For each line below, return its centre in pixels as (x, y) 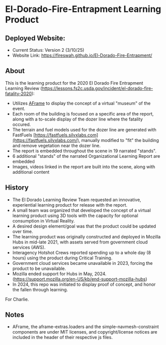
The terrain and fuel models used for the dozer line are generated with (84, 129)
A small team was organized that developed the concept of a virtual (82, 210)
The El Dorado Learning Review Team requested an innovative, (77, 200)
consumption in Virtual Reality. (43, 221)
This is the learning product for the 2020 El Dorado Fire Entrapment (74, 83)
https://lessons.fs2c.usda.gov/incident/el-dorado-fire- (97, 88)
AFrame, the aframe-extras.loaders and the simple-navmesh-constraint (85, 327)
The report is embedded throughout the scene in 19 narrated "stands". (84, 151)
